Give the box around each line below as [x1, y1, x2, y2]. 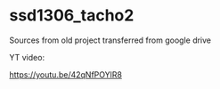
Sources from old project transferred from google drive [9, 35, 212, 45]
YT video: [9, 52, 45, 62]
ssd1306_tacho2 [9, 5, 134, 26]
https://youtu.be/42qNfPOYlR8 [9, 69, 123, 80]
